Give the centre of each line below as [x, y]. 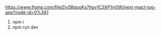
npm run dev [25, 27]
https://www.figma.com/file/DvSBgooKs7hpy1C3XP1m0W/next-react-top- [80, 7]
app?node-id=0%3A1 [27, 12]
